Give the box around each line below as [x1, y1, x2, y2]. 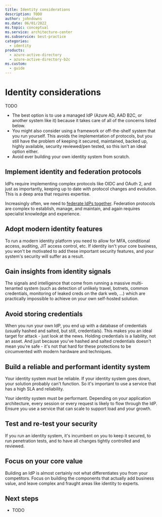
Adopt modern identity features [5, 225, 103, 233]
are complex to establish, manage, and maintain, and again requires [5, 205, 141, 212]
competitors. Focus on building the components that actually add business [5, 475, 154, 481]
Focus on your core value [5, 457, 83, 465]
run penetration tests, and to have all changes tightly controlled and [5, 438, 140, 444]
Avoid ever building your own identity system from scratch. [12, 154, 130, 160]
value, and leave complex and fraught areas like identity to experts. [5, 480, 139, 486]
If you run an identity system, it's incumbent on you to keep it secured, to [5, 432, 151, 438]
